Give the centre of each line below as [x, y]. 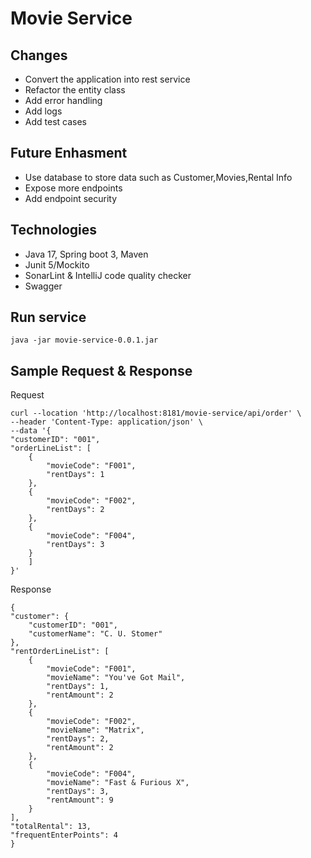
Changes [39, 55]
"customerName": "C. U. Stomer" [95, 634]
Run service [48, 317]
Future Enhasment [69, 153]
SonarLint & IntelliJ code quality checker [108, 275]
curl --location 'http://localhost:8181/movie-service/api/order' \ [156, 413]
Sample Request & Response [101, 370]
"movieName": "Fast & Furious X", [118, 783]
